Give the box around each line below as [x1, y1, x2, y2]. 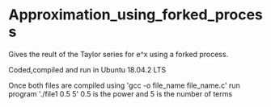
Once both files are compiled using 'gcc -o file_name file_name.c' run [8, 80, 240, 90]
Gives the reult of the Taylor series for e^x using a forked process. [8, 49, 229, 59]
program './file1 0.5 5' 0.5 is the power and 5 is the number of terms [8, 88, 233, 98]
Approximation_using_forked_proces [8, 6, 263, 24]
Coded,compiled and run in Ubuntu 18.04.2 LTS [8, 64, 167, 74]
